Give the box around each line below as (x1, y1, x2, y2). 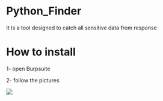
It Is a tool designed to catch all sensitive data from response (6, 24, 158, 31)
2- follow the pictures (6, 76, 60, 84)
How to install (6, 45, 76, 59)
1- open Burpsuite (6, 65, 51, 72)
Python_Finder (6, 4, 82, 18)
